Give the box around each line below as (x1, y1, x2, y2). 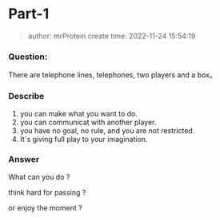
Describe (8, 91, 45, 102)
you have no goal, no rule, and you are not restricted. (19, 125, 195, 136)
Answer (8, 154, 40, 165)
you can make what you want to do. (19, 108, 138, 118)
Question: (8, 51, 48, 62)
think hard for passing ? (8, 187, 86, 197)
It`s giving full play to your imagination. (19, 134, 148, 143)
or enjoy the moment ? (8, 202, 82, 212)
